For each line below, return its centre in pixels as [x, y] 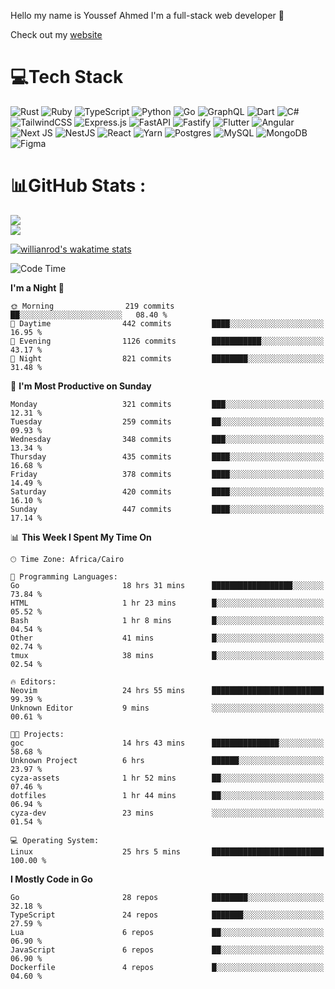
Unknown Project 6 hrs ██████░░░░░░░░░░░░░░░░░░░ [167, 760]
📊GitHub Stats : [78, 186]
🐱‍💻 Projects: [37, 734]
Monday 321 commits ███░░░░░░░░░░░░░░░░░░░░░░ [167, 404]
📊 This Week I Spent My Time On [81, 537]
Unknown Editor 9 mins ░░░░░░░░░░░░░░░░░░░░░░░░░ [167, 708]
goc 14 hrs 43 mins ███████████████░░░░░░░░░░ [167, 743]
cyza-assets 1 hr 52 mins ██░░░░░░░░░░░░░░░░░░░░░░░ [167, 778]
